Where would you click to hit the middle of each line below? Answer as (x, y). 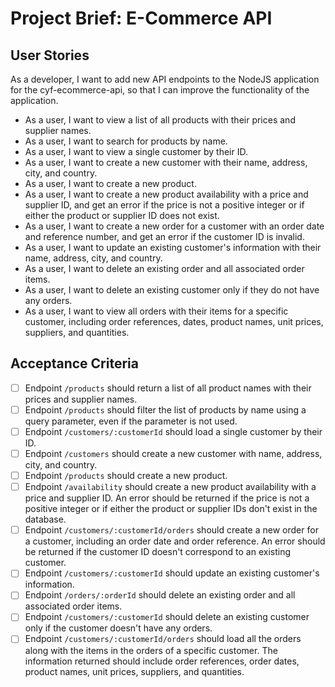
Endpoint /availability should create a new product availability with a (170, 487)
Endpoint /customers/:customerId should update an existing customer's (172, 573)
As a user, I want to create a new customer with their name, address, (166, 162)
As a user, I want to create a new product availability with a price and (166, 194)
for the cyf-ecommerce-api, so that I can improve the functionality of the (160, 90)
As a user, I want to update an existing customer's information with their (173, 247)
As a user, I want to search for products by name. (126, 141)
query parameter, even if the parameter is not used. (131, 421)
